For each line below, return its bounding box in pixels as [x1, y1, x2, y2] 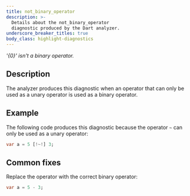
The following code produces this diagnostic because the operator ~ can [6, 124, 183, 131]
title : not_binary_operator [6, 8, 76, 15]
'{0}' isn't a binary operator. [6, 52, 74, 59]
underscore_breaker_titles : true [6, 31, 89, 36]
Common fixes [6, 157, 61, 168]
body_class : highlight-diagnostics [6, 36, 94, 42]
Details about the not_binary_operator [11, 19, 110, 25]
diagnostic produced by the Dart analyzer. [11, 25, 120, 31]
